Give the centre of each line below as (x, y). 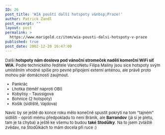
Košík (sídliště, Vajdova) (35, 103)
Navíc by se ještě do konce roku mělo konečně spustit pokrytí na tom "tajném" (80, 112)
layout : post (19, 28)
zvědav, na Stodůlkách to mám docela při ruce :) (51, 127)
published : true (22, 42)
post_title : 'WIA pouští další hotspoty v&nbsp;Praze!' (64, 14)
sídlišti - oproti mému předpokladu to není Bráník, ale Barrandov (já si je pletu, (79, 117)
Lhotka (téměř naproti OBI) (37, 89)
